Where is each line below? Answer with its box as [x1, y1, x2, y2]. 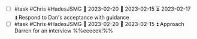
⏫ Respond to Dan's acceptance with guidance [14, 14, 129, 21]
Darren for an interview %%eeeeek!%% [14, 27, 113, 34]
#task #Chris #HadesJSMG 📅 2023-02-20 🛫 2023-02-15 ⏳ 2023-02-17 [14, 5, 191, 12]
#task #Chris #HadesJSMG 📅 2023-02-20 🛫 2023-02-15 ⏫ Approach [14, 21, 185, 27]
